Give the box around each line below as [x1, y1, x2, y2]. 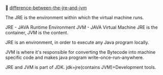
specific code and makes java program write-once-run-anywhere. [5, 54, 144, 60]
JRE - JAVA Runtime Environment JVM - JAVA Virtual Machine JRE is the [5, 24, 158, 30]
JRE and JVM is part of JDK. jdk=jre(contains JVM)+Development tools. [5, 64, 156, 70]
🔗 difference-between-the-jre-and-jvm [5, 5, 87, 11]
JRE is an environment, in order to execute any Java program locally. [5, 39, 149, 45]
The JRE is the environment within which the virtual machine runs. [5, 15, 144, 20]
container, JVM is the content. [5, 30, 69, 35]
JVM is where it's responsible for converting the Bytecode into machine [5, 49, 156, 55]
